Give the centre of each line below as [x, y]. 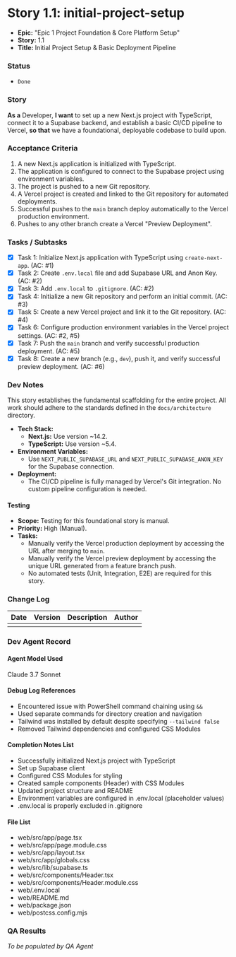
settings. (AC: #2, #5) [49, 335]
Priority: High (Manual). [52, 529]
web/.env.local [38, 890]
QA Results [27, 931]
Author [126, 618]
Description [87, 618]
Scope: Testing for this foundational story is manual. [93, 521]
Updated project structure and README [75, 790]
